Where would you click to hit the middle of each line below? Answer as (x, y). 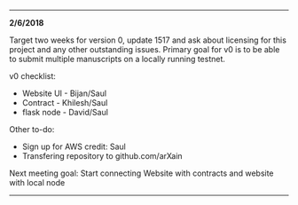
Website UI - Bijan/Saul (64, 93)
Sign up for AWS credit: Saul (74, 146)
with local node (37, 182)
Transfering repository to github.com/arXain (102, 156)
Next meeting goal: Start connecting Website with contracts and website (141, 173)
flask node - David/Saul (65, 112)
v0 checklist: (32, 76)
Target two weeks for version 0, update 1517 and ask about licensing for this (148, 40)
